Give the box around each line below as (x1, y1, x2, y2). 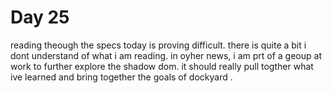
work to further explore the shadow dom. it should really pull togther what (10, 60, 314, 72)
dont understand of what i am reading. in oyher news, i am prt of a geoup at (10, 49, 322, 61)
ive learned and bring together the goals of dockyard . (10, 71, 233, 83)
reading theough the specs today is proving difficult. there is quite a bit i (10, 39, 307, 51)
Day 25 (10, 6, 70, 29)
